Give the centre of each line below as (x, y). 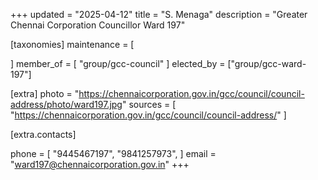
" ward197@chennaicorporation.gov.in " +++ (100, 164)
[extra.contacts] (43, 134)
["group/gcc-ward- (267, 63)
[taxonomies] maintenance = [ (72, 44)
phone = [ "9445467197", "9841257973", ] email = (113, 153)
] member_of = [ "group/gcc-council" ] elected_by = (118, 63)
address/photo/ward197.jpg (66, 104)
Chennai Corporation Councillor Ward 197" (98, 25)
